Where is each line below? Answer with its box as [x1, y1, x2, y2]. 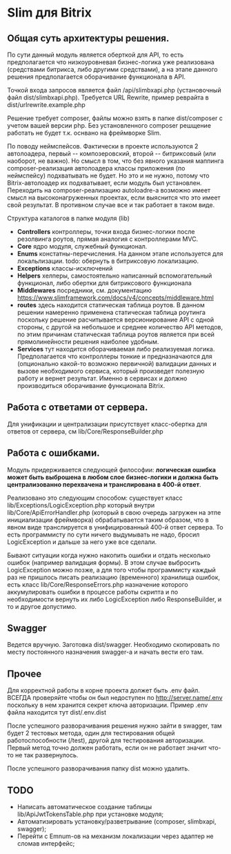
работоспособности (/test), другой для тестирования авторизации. [7, 737, 205, 745]
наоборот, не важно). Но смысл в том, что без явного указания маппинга [7, 157, 224, 165]
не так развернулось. [14, 751, 79, 759]
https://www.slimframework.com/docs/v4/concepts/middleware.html [17, 293, 214, 302]
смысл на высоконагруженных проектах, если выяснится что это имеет [7, 193, 221, 202]
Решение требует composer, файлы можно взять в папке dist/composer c [7, 114, 223, 122]
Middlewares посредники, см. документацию [17, 287, 152, 294]
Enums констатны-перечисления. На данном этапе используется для [17, 250, 223, 258]
